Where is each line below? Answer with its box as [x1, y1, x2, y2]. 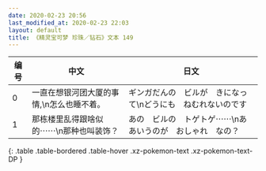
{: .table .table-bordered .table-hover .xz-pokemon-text [8, 147, 190, 156]
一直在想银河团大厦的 [31, 87, 112, 99]
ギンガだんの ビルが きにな [127, 87, 240, 99]
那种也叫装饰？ [63, 125, 119, 136]
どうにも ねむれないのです [143, 99, 248, 110]
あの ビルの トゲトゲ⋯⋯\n [127, 113, 240, 125]
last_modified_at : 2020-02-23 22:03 [8, 19, 129, 27]
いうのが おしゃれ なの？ [135, 125, 240, 136]
